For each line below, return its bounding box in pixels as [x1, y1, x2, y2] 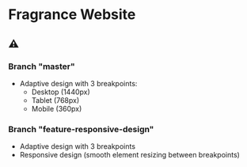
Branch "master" [8, 61, 75, 72]
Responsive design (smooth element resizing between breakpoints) [19, 150, 240, 160]
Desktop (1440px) [31, 87, 91, 97]
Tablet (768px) [31, 95, 80, 104]
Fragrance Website [8, 6, 136, 24]
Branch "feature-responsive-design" [8, 123, 154, 135]
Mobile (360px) [31, 104, 82, 113]
